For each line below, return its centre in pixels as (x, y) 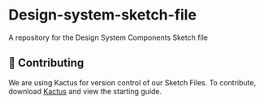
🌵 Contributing (46, 63)
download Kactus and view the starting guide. (85, 91)
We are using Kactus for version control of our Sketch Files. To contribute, (132, 82)
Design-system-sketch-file (103, 15)
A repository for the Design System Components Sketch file (108, 37)
